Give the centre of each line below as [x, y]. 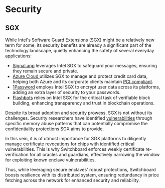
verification [17, 155]
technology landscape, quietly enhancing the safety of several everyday [80, 51]
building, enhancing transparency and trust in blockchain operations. [84, 103]
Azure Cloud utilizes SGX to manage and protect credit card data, [80, 76]
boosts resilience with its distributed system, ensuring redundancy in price [82, 175]
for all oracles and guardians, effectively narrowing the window [95, 155]
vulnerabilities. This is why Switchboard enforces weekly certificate [75, 149]
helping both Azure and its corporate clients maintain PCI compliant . [83, 82]
